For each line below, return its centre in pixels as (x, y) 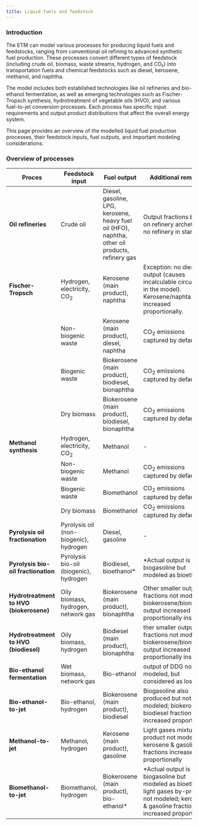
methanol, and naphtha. (35, 76)
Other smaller (162, 588)
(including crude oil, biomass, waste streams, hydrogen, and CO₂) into (91, 64)
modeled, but (162, 674)
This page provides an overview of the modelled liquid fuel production (91, 131)
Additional (164, 178)
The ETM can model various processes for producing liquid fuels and (90, 45)
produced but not (167, 698)
